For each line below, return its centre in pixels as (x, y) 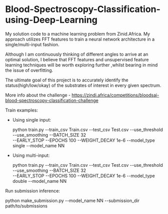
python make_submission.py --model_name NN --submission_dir (72, 200)
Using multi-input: (31, 155)
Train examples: (22, 110)
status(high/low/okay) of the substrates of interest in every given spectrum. (83, 85)
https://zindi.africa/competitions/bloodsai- (115, 95)
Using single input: (32, 120)
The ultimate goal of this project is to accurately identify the (67, 80)
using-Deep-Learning (51, 20)
